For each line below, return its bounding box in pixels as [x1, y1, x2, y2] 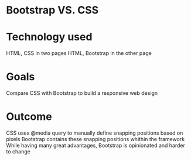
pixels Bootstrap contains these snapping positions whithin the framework [6, 136, 185, 142]
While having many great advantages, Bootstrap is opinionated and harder [6, 142, 186, 149]
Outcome [6, 110, 52, 124]
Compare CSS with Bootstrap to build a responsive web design [6, 90, 158, 97]
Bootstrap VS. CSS [6, 4, 99, 17]
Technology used [6, 30, 93, 44]
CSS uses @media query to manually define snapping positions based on [6, 129, 183, 136]
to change [6, 148, 30, 155]
